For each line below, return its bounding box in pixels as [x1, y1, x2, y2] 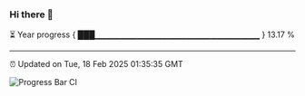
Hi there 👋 [9, 8, 54, 21]
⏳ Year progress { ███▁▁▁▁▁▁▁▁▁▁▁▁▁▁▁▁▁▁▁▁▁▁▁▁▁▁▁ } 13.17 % [9, 29, 295, 40]
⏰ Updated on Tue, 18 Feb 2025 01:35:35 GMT [9, 59, 183, 70]
